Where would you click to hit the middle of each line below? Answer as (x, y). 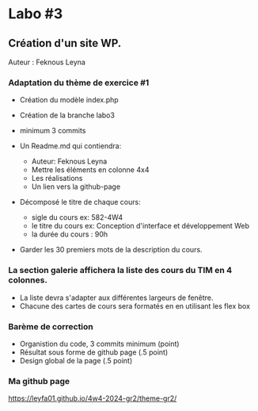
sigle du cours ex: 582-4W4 (77, 217)
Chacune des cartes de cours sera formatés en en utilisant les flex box (135, 305)
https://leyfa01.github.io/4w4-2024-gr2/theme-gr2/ (93, 398)
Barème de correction (51, 326)
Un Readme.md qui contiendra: (70, 146)
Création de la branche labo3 (67, 115)
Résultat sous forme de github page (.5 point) (94, 352)
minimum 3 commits (53, 131)
